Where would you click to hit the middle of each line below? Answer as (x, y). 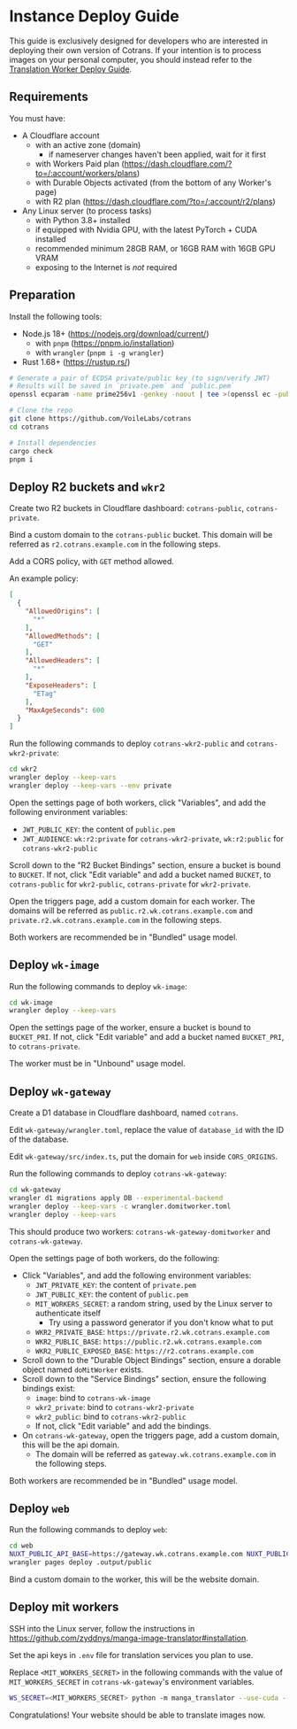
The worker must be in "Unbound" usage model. (97, 1064)
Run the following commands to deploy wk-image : (98, 986)
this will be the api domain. (71, 1445)
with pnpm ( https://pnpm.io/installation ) (105, 343)
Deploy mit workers (64, 1607)
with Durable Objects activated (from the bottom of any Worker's (153, 182)
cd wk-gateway (35, 1190)
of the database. (39, 1139)
